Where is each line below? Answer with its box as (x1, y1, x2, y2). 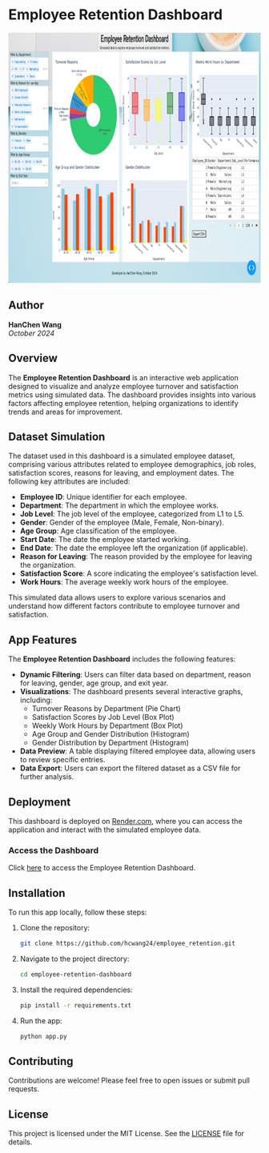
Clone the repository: (19, 923, 90, 933)
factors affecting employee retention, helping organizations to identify (8, 398, 239, 408)
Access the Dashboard (8, 845, 99, 856)
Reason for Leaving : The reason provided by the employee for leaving (19, 552, 252, 561)
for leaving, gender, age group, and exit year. (19, 678, 169, 688)
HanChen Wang (8, 319, 62, 329)
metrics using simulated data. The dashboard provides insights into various (8, 390, 256, 400)
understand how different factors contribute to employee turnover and (8, 601, 240, 611)
